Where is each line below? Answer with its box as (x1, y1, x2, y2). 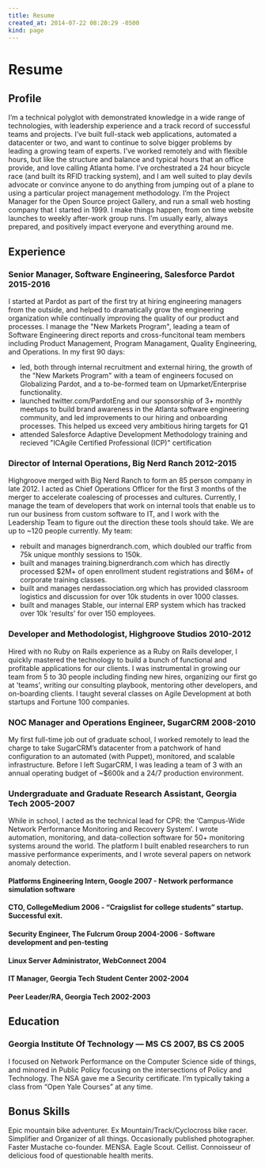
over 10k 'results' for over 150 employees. (19, 609, 156, 618)
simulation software (8, 884, 76, 894)
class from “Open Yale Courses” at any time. (8, 1082, 153, 1091)
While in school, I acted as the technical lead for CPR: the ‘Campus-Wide (8, 816, 245, 825)
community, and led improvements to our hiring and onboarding (19, 413, 228, 423)
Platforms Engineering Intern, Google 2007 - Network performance (8, 876, 233, 885)
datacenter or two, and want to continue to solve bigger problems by (8, 138, 233, 147)
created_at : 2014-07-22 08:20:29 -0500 (8, 19, 140, 27)
